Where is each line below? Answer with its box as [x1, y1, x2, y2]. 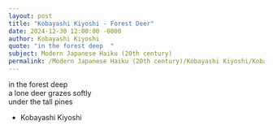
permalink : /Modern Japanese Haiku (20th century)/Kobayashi [8, 58, 220, 66]
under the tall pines [8, 97, 73, 106]
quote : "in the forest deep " [8, 42, 115, 50]
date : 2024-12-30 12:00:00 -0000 [8, 27, 122, 35]
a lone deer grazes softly [8, 88, 92, 97]
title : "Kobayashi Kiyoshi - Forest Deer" [8, 19, 154, 28]
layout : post [8, 11, 53, 20]
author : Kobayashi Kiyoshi [8, 34, 100, 43]
